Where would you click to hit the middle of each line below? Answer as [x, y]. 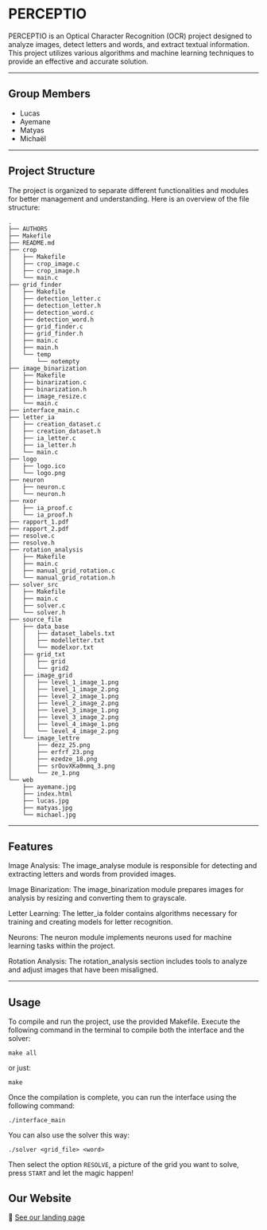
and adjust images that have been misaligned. [83, 970]
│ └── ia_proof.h [41, 515]
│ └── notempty [44, 361]
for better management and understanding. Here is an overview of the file [129, 198]
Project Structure [52, 171]
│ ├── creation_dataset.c [55, 424]
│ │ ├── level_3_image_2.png [64, 717]
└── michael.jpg [50, 815]
